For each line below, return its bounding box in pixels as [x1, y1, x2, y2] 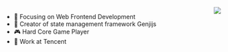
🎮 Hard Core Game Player [13, 27, 90, 36]
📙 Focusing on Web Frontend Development [13, 13, 136, 21]
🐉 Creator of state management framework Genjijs [13, 20, 157, 28]
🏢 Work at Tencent [13, 38, 67, 45]
